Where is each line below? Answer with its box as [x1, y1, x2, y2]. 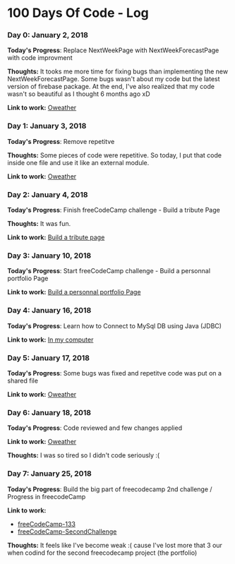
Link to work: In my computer [7, 335, 94, 344]
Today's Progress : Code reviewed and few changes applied [7, 424, 182, 432]
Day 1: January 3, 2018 [7, 121, 87, 131]
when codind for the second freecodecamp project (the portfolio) [7, 548, 198, 557]
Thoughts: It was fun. [7, 220, 71, 228]
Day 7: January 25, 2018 [7, 469, 92, 479]
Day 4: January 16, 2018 [7, 306, 92, 316]
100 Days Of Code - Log [7, 5, 150, 21]
